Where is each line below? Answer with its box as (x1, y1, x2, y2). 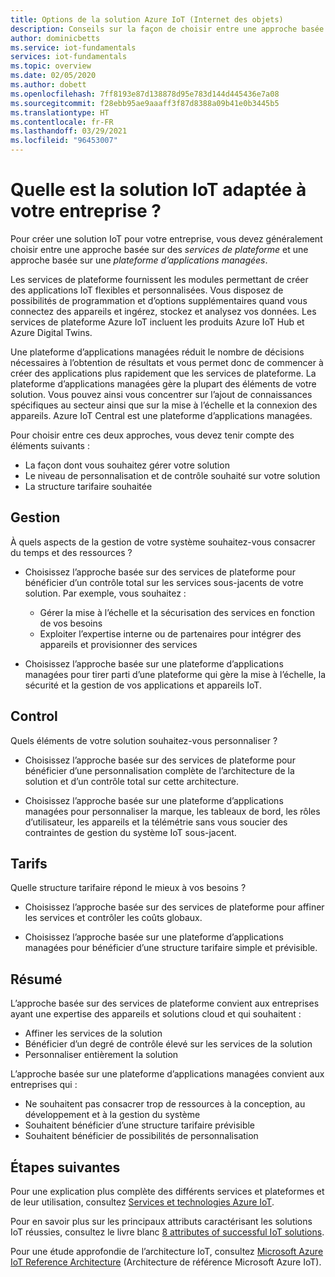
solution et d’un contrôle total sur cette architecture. (24, 775, 239, 787)
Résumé (10, 971, 63, 988)
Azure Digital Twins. (10, 326, 93, 338)
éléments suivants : (10, 439, 90, 451)
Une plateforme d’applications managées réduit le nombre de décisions (10, 346, 305, 358)
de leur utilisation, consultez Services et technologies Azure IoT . (10, 1196, 275, 1208)
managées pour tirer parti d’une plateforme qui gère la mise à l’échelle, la (24, 668, 326, 680)
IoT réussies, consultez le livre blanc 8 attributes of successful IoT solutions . (10, 1226, 325, 1238)
